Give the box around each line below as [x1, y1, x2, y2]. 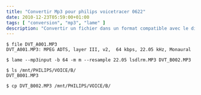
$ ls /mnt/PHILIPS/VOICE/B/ [6, 68, 77, 74]
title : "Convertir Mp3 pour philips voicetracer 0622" [6, 8, 146, 15]
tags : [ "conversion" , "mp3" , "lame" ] [6, 20, 106, 26]
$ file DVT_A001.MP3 [6, 42, 58, 47]
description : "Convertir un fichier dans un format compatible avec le [6, 25, 188, 31]
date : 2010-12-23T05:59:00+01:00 [6, 14, 90, 20]
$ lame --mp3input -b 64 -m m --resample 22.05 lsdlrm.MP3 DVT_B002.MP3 [6, 57, 191, 63]
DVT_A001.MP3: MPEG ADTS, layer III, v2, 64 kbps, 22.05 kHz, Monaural [6, 47, 191, 53]
